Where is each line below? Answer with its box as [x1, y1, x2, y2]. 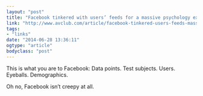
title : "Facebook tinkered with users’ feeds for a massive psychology [6, 14, 190, 21]
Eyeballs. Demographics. [6, 71, 68, 78]
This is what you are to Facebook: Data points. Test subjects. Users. [6, 65, 175, 72]
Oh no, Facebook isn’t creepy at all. [6, 83, 95, 90]
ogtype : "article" [6, 43, 53, 49]
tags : [6, 25, 20, 32]
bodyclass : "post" [6, 48, 53, 54]
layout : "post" [6, 8, 45, 15]
